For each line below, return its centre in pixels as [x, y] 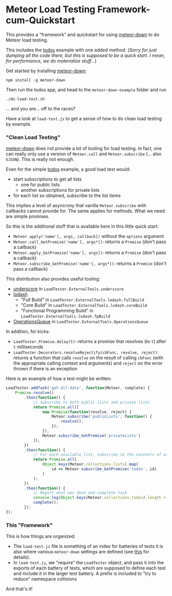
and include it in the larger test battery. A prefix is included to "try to [84, 573]
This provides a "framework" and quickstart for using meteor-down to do [83, 34]
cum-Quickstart [41, 20]
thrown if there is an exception [45, 369]
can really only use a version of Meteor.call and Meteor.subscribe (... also [84, 154]
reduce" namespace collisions [45, 579]
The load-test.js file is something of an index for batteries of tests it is [88, 546]
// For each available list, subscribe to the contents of [97, 455]
